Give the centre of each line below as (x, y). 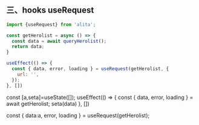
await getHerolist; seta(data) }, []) (48, 103)
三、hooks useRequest (50, 10)
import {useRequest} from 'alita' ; (51, 24)
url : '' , (28, 74)
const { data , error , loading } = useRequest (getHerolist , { (90, 69)
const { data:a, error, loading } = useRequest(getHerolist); (78, 115)
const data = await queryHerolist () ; (59, 41)
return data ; (28, 46)
